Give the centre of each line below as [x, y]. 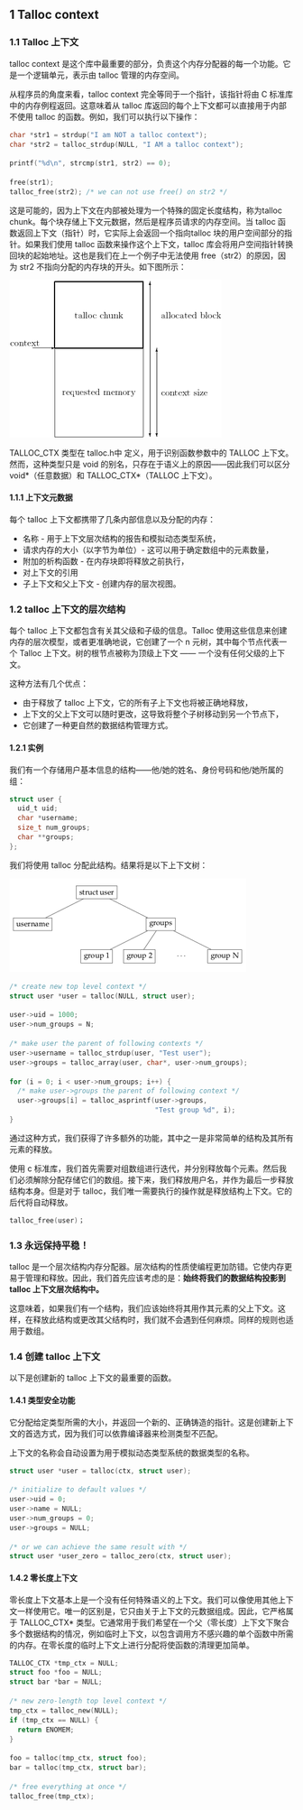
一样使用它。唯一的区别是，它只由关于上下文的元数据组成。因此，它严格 [151, 1611]
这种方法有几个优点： [49, 684]
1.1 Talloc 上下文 [44, 42]
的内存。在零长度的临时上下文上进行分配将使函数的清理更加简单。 [132, 1645]
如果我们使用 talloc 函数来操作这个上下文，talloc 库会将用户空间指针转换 [159, 244]
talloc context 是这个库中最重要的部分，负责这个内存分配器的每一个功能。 [147, 63]
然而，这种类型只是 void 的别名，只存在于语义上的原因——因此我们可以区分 [150, 464]
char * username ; [48, 818]
